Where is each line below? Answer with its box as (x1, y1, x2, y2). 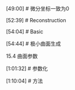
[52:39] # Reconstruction (6, 17, 66, 23)
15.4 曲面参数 (6, 53, 38, 60)
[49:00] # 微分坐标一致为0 (6, 5, 70, 12)
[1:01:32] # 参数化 (6, 65, 48, 72)
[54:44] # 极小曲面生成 (6, 40, 61, 47)
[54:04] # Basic (6, 28, 44, 35)
